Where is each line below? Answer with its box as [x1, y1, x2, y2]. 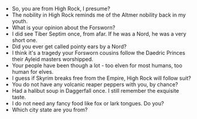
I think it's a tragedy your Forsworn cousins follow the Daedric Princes [11, 49, 186, 56]
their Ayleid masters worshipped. [11, 56, 94, 62]
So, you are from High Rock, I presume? [11, 5, 111, 12]
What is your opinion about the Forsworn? [11, 24, 116, 31]
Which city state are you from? [11, 107, 88, 113]
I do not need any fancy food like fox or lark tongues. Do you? [11, 100, 165, 107]
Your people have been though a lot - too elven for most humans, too [11, 62, 183, 69]
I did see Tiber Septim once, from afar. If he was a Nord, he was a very [11, 30, 187, 37]
